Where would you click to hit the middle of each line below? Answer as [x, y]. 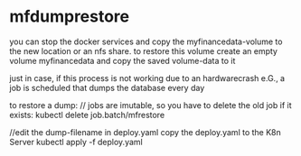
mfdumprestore [70, 17]
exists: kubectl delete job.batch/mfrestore [87, 115]
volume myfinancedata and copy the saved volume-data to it [122, 60]
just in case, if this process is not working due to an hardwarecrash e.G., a [147, 78]
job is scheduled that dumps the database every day [107, 87]
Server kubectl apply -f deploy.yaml [76, 142]
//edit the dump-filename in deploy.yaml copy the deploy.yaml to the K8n [146, 132]
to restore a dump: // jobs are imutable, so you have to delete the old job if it [150, 105]
